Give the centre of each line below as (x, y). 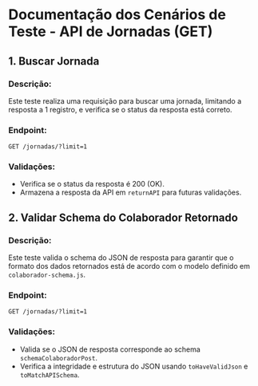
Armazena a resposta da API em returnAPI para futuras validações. (131, 192)
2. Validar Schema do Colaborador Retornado (123, 217)
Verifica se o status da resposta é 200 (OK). (92, 184)
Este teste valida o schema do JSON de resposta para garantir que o (121, 258)
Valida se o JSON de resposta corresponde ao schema (110, 349)
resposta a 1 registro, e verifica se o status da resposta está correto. (121, 109)
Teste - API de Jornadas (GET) (111, 32)
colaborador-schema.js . (47, 275)
